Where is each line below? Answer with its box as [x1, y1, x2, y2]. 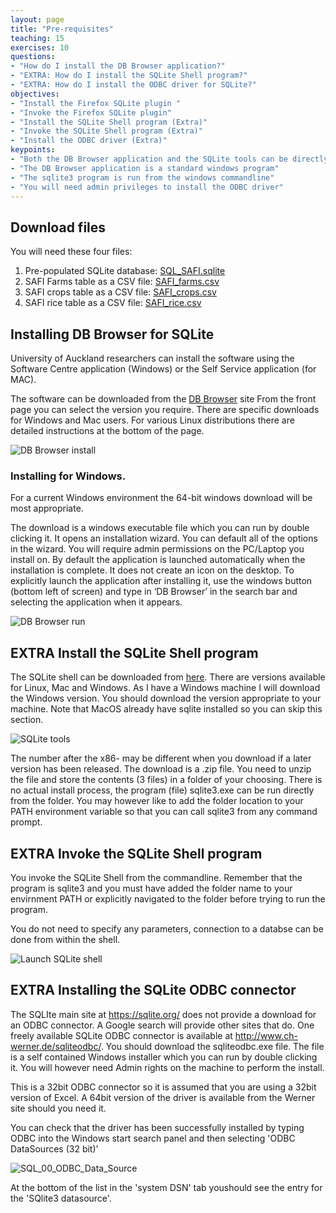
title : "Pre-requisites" [10, 24, 114, 34]
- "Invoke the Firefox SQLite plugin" [10, 107, 172, 118]
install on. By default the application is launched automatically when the [10, 554, 306, 566]
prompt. [10, 816, 43, 828]
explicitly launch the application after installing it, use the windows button [10, 575, 313, 587]
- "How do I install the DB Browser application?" [10, 61, 226, 71]
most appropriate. [10, 502, 84, 515]
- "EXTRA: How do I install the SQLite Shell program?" [10, 71, 248, 81]
